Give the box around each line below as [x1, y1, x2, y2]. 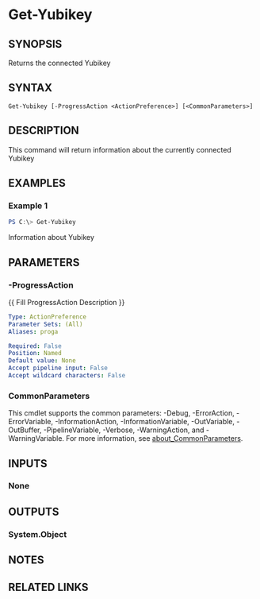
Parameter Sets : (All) [8, 320, 83, 328]
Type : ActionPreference [8, 312, 87, 321]
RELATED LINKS [8, 580, 89, 593]
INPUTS [8, 457, 48, 470]
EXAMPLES [8, 176, 66, 190]
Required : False [8, 342, 62, 350]
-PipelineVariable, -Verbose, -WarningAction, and [43, 425, 205, 435]
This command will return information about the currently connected [8, 145, 231, 154]
